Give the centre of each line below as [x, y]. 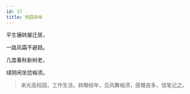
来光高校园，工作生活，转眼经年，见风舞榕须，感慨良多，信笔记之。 [104, 85]
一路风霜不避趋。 [27, 47]
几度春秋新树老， [27, 60]
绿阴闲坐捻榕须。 [27, 72]
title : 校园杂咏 [24, 17]
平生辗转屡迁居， [27, 35]
